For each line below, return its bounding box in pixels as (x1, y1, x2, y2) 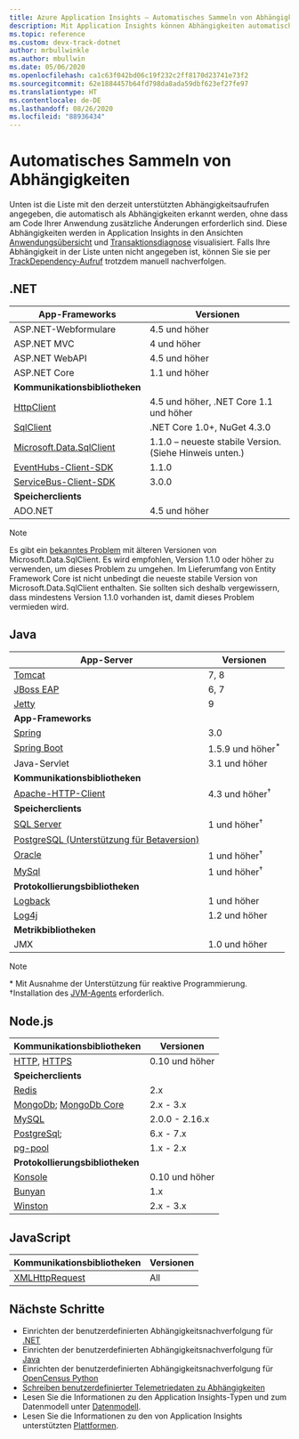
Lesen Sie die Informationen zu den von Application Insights (21, 1411, 243, 1421)
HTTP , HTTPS (13, 1055, 73, 1068)
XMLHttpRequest (13, 1271, 86, 1283)
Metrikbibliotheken (13, 923, 96, 936)
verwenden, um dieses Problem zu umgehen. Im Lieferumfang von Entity (9, 563, 277, 574)
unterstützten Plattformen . (21, 1419, 119, 1430)
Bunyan (13, 1185, 46, 1198)
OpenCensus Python (21, 1372, 99, 1383)
